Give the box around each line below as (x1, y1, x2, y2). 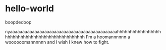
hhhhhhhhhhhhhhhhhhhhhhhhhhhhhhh (5, 34, 85, 40)
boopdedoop (5, 19, 32, 25)
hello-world (5, 3, 55, 14)
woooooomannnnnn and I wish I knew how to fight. (5, 39, 110, 45)
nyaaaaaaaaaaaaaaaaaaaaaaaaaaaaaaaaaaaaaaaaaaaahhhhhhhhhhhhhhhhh (5, 28, 161, 34)
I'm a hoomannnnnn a (86, 34, 130, 40)
